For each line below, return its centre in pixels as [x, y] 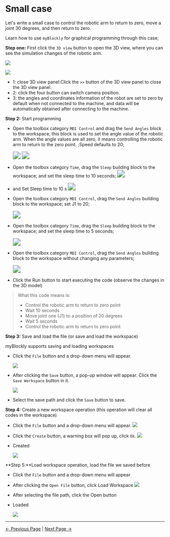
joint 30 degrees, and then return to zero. [48, 28]
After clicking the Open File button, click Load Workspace [73, 485]
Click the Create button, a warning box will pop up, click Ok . [74, 436]
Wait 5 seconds [41, 321]
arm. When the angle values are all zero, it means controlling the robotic [88, 139]
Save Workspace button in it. [41, 380]
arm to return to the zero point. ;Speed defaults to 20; [69, 144]
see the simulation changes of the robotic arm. [54, 53]
